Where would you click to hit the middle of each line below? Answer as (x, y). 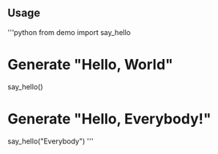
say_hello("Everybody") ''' (50, 141)
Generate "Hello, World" (91, 65)
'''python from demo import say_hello (69, 32)
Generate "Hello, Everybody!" (109, 118)
